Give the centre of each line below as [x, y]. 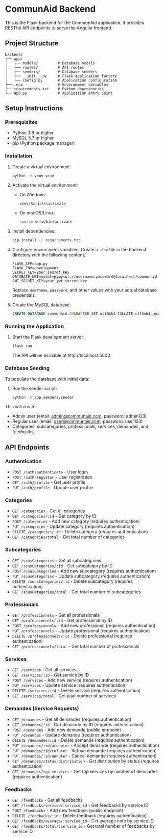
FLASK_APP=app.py [30, 264]
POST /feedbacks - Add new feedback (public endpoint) [68, 810]
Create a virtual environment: [41, 167]
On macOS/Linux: [37, 213]
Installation [19, 156]
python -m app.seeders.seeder [43, 397]
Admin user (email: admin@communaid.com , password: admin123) [80, 416]
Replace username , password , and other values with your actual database [84, 290]
